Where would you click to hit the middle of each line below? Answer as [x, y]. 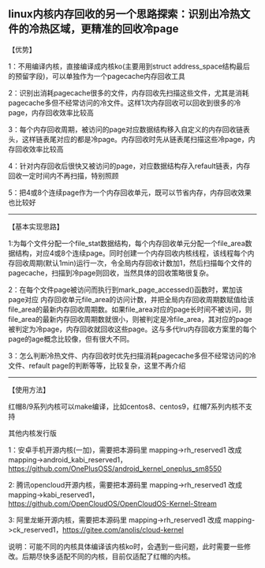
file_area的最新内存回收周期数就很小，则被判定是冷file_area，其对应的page [130, 319]
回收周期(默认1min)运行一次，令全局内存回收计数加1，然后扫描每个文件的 [133, 263]
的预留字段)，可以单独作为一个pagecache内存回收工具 [97, 76]
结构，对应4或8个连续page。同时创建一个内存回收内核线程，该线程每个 [131, 253]
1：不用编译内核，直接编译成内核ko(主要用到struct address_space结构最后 [129, 66]
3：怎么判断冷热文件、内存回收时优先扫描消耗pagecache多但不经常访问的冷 [132, 355]
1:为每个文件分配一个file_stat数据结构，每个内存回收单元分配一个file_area [127, 243]
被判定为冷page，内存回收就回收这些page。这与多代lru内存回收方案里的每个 [132, 329]
